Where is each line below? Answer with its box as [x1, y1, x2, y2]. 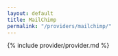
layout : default [7, 10, 54, 17]
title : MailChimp [7, 16, 57, 23]
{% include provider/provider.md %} [7, 42, 110, 50]
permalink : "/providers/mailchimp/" [7, 23, 112, 29]
